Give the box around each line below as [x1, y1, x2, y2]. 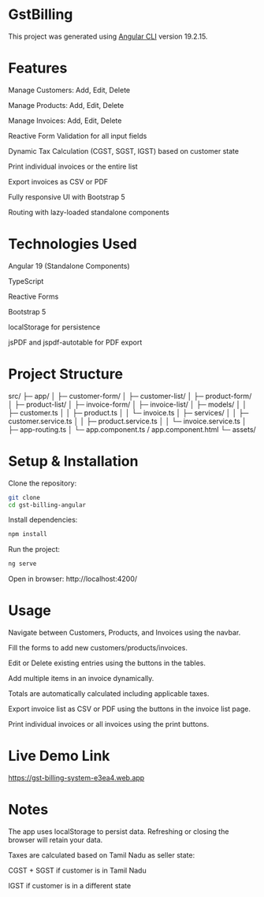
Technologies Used [8, 235, 138, 253]
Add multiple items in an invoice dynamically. [8, 674, 154, 683]
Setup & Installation [8, 452, 139, 470]
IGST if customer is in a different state [8, 881, 132, 890]
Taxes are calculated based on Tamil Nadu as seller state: [8, 850, 195, 860]
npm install [8, 530, 47, 538]
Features [8, 59, 68, 77]
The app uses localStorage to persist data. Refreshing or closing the [8, 827, 229, 836]
